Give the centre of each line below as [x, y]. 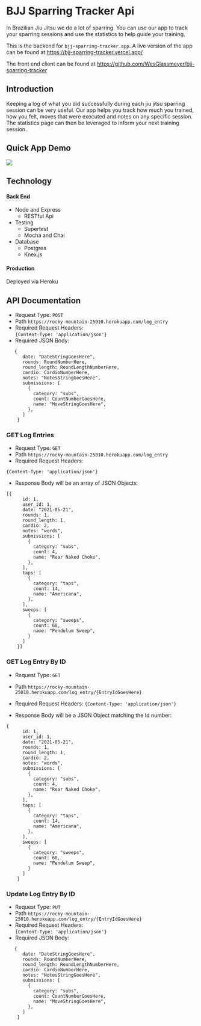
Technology [29, 181]
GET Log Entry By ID [36, 662]
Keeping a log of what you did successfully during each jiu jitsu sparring [96, 103]
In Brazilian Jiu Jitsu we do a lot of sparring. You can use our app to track [97, 28]
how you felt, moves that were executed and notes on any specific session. [100, 116]
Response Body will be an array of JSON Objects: [76, 483]
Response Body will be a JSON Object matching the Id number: [93, 715]
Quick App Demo [39, 148]
